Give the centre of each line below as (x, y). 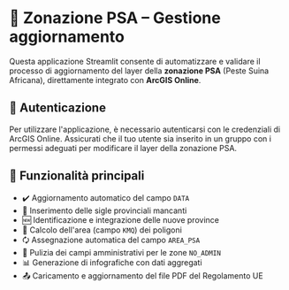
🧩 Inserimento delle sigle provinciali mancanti (104, 210)
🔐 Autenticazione (57, 108)
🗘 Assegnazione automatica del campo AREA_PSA (111, 240)
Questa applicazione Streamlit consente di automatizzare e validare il (135, 61)
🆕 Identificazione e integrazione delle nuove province (120, 219)
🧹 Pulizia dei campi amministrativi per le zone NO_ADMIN (121, 252)
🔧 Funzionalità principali (77, 176)
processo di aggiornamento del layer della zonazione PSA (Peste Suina (139, 71)
